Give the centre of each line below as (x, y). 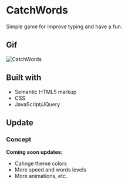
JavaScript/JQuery (37, 104)
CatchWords (37, 10)
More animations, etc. (41, 176)
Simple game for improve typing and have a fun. (64, 26)
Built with (24, 78)
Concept (18, 139)
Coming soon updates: (34, 152)
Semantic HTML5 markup (46, 92)
